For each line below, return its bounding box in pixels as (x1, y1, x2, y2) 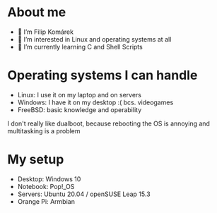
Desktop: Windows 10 (17, 174, 81, 183)
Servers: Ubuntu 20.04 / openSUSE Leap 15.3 (17, 190, 151, 198)
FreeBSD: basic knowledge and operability (17, 105, 142, 114)
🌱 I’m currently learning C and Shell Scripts (17, 42, 143, 51)
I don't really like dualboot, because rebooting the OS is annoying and (7, 119, 211, 128)
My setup (7, 152, 64, 168)
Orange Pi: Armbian (17, 197, 76, 205)
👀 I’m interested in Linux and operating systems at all (17, 35, 172, 43)
